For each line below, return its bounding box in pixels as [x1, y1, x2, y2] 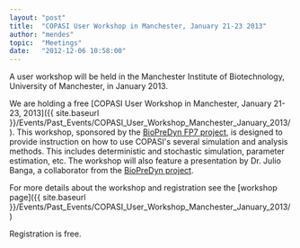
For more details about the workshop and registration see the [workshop [9, 182, 278, 193]
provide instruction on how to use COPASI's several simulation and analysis [9, 137, 288, 147]
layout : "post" [9, 13, 66, 22]
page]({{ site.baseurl [9, 192, 86, 203]
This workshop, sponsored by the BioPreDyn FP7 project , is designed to [16, 127, 283, 137]
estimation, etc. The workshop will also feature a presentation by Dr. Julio [9, 155, 281, 166]
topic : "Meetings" [9, 38, 83, 48]
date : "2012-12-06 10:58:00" [9, 47, 127, 56]
